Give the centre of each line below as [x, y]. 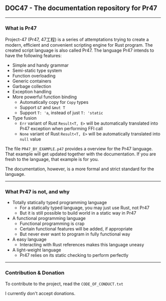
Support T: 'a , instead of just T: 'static [62, 113]
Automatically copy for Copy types [54, 102]
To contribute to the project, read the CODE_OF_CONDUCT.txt [64, 284]
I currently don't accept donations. [40, 293]
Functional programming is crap [52, 224]
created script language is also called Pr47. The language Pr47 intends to [80, 50]
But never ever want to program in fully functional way [75, 234]
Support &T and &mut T [42, 108]
